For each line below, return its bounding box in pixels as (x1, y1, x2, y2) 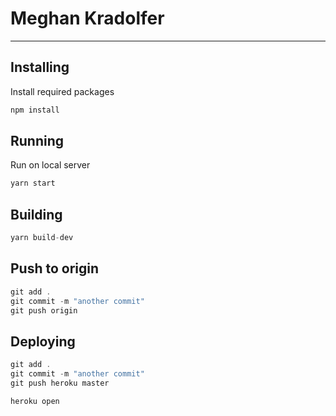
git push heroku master (10, 378, 110, 388)
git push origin (10, 305, 78, 316)
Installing (10, 59, 70, 76)
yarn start (10, 178, 56, 189)
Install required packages (10, 85, 115, 97)
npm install (10, 105, 60, 115)
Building (10, 206, 63, 223)
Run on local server (10, 159, 91, 171)
